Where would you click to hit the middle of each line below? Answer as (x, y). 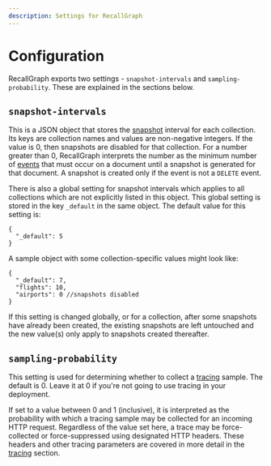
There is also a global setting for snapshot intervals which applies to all (127, 189)
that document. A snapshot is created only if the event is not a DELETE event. (135, 173)
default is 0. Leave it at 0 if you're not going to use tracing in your (117, 386)
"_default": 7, (41, 280)
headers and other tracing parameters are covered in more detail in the (127, 445)
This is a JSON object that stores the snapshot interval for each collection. (132, 130)
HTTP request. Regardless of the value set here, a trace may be (114, 427)
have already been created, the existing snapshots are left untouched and (131, 326)
